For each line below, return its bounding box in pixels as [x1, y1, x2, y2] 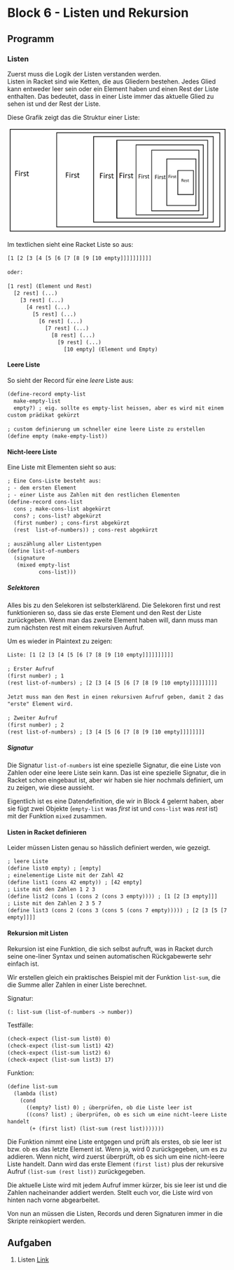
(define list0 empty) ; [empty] [7, 865, 102, 872]
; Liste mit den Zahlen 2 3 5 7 [7, 900, 102, 907]
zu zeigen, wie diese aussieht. [7, 783, 95, 792]
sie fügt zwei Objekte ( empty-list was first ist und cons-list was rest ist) [7, 804, 219, 813]
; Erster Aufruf [7, 666, 55, 673]
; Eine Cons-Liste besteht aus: [7, 478, 102, 485]
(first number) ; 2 [7, 722, 64, 729]
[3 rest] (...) [20, 297, 64, 304]
